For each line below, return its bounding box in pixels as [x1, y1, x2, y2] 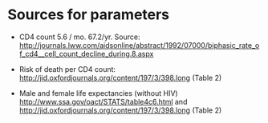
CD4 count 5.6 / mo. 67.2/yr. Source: [18, 32, 140, 42]
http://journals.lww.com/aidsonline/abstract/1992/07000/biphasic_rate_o [18, 40, 260, 50]
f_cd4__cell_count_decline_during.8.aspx [18, 49, 154, 58]
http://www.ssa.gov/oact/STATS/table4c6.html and [18, 97, 188, 106]
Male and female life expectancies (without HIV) [18, 88, 178, 97]
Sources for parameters [7, 6, 170, 24]
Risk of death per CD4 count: [18, 64, 116, 73]
